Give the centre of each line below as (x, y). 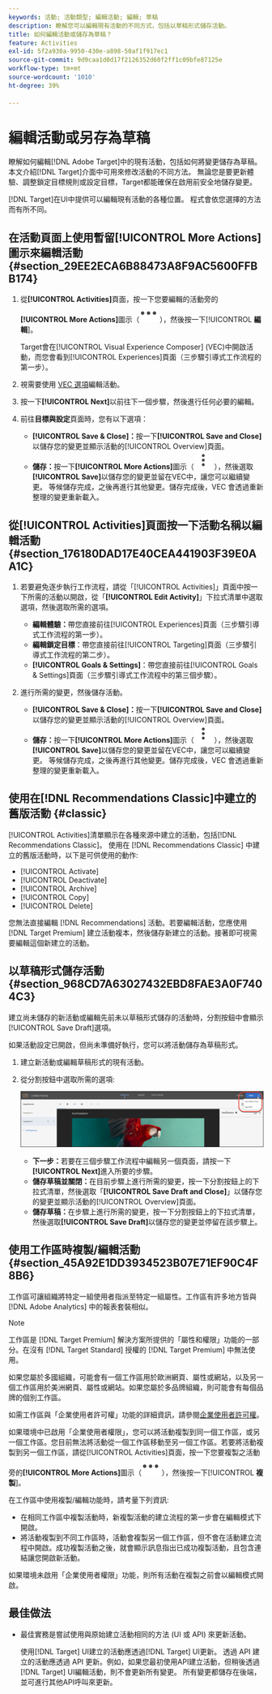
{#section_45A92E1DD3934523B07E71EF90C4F (134, 1263)
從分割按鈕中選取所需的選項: (67, 1079)
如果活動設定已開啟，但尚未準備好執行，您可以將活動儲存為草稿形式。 (125, 1045)
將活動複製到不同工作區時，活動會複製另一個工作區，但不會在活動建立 (137, 1537)
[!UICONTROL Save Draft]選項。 (62, 1028)
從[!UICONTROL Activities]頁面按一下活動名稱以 (130, 525)
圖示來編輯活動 (46, 253)
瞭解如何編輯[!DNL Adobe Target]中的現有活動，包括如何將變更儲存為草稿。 (135, 162)
